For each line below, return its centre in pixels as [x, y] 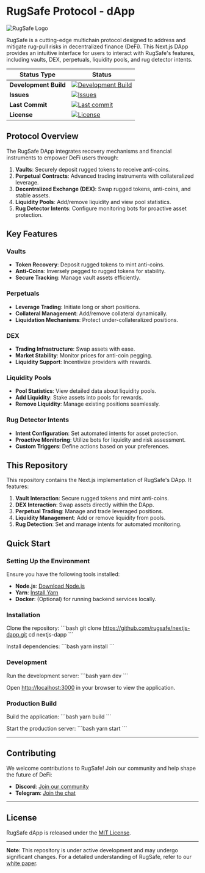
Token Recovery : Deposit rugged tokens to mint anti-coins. [90, 265]
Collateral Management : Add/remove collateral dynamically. [91, 313]
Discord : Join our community [52, 786]
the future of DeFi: [29, 775]
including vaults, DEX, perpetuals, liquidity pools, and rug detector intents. [100, 59]
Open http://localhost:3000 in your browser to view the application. [91, 687]
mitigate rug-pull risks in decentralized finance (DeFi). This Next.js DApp [97, 46]
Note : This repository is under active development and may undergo [92, 850]
